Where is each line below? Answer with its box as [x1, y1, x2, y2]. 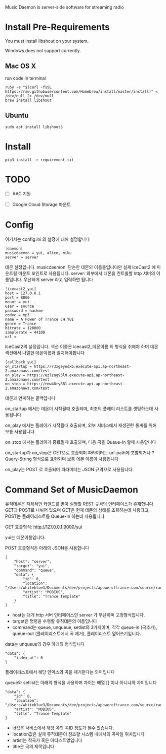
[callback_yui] [5, 359, 37, 364]
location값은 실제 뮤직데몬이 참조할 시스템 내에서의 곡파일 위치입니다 [12, 731, 145, 737]
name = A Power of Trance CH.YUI [5, 317, 74, 322]
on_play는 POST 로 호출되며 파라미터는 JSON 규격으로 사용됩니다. [5, 466, 134, 472]
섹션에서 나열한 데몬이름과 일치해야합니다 [5, 349, 85, 355]
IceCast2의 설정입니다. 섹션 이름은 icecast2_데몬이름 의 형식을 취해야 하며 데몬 [5, 343, 159, 349]
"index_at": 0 [14, 655, 43, 661]
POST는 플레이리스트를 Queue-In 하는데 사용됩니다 [5, 513, 105, 519]
